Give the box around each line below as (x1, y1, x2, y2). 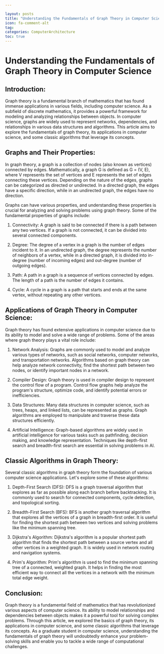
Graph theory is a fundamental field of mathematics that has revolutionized (5, 602, 156, 608)
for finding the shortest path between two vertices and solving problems (12, 520, 158, 525)
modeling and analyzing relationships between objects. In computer (5, 113, 142, 119)
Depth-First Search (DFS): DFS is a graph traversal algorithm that (12, 484, 143, 490)
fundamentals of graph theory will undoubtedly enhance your (5, 633, 128, 639)
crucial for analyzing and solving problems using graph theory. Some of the (5, 207, 157, 213)
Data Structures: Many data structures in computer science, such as (12, 402, 150, 408)
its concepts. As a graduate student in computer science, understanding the (5, 628, 158, 634)
